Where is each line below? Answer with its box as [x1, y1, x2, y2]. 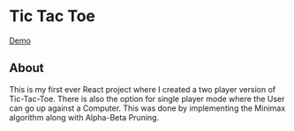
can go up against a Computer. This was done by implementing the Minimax [9, 103, 286, 113]
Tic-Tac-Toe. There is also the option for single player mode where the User [9, 93, 285, 104]
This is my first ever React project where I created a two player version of [9, 84, 276, 94]
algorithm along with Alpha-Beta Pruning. [9, 112, 160, 122]
